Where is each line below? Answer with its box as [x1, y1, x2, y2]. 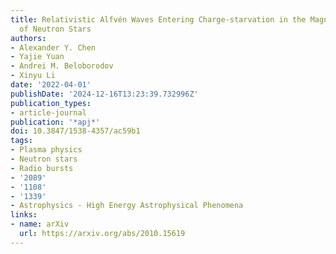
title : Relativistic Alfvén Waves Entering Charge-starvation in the [10, 14, 307, 25]
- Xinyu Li [10, 71, 56, 81]
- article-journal [10, 107, 87, 118]
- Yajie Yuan [10, 52, 65, 62]
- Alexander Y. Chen [10, 42, 97, 53]
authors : [10, 33, 47, 43]
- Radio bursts [10, 163, 74, 173]
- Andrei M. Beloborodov [10, 61, 114, 71]
